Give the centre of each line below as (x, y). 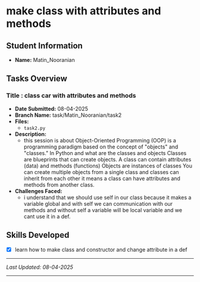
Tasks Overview (37, 79)
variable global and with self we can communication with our (98, 203)
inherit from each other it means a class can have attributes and (102, 178)
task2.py (35, 128)
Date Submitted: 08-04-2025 (51, 109)
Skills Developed (38, 235)
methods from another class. (59, 185)
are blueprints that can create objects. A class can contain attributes (107, 159)
